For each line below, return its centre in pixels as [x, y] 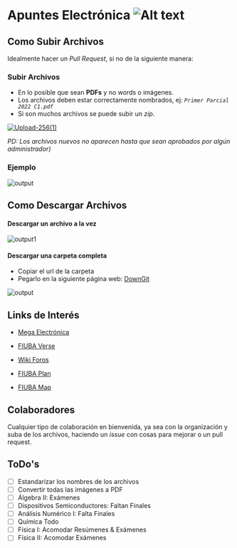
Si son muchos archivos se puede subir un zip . [86, 114]
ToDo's [23, 464]
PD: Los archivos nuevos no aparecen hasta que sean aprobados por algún [119, 142]
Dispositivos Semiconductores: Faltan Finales [84, 506]
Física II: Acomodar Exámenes [62, 538]
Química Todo [38, 522]
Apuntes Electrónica [69, 15]
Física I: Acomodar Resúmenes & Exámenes [82, 529]
